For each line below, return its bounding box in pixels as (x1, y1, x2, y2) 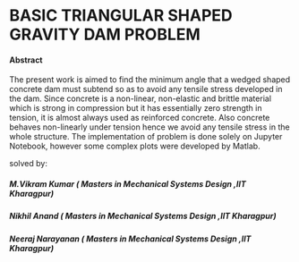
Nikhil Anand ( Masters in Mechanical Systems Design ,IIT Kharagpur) (9, 211, 277, 222)
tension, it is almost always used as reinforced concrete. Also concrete (9, 113, 270, 123)
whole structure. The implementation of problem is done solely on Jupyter (9, 131, 283, 142)
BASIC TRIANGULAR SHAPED (9, 5, 233, 26)
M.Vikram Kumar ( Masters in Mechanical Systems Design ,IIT (9, 178, 246, 189)
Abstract (9, 55, 43, 65)
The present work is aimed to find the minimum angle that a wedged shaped (9, 74, 291, 85)
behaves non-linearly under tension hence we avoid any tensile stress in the (9, 122, 290, 132)
